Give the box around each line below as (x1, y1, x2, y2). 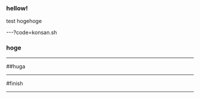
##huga (6, 63, 26, 70)
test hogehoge (6, 18, 42, 25)
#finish (6, 80, 23, 87)
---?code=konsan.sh (6, 29, 58, 36)
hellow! (6, 4, 29, 12)
